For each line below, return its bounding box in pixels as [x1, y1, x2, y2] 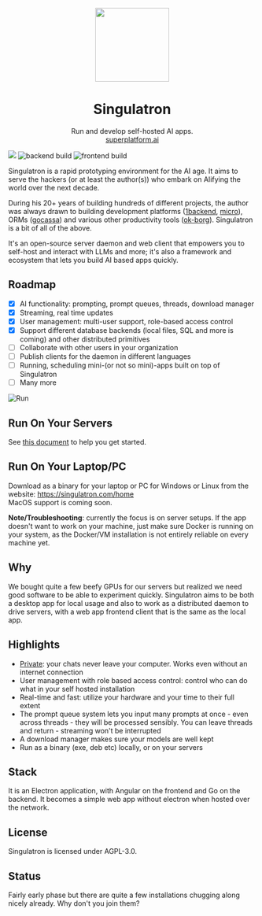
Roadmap [8, 278, 57, 291]
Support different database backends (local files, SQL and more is [19, 325, 234, 334]
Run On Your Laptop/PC [8, 460, 127, 474]
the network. [8, 803, 50, 812]
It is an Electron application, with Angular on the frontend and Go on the [8, 786, 241, 796]
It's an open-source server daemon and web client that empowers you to [8, 238, 245, 248]
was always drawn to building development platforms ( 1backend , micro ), [8, 206, 243, 216]
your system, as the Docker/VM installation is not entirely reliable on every [8, 530, 249, 539]
